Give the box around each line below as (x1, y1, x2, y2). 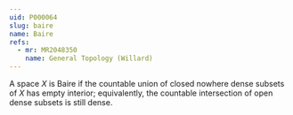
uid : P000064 (9, 12, 58, 22)
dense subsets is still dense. (9, 97, 113, 107)
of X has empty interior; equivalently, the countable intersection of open (9, 88, 273, 98)
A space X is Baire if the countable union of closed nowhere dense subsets (9, 79, 285, 88)
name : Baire (9, 29, 53, 38)
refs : (9, 37, 29, 47)
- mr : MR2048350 (17, 46, 77, 55)
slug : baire (9, 21, 53, 30)
